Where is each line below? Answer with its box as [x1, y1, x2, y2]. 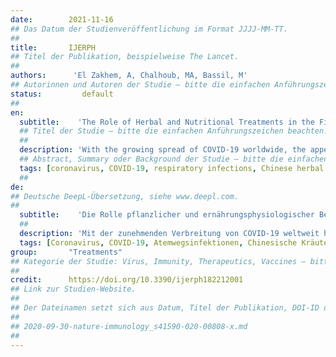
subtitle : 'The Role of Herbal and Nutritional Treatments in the [19, 117, 315, 127]
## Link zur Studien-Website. [10, 284, 137, 295]
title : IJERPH [10, 42, 97, 53]
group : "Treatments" [10, 247, 123, 257]
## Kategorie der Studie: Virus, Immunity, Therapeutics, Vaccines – [10, 256, 307, 266]
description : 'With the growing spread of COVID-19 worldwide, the [19, 145, 307, 155]
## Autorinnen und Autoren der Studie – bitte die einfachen [10, 80, 271, 90]
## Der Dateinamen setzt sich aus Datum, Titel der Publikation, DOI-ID [10, 303, 320, 313]
